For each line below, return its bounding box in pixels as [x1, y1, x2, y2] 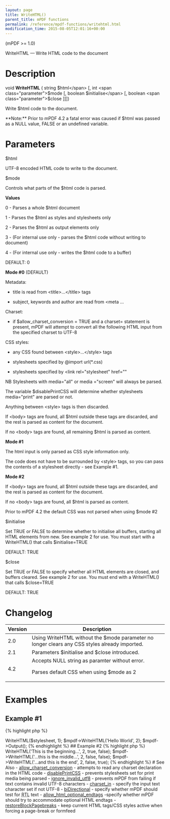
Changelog [5, 607, 53, 619]
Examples [5, 694, 48, 706]
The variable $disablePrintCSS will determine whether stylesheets [5, 389, 143, 394]
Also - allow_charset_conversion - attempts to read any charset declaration [5, 764, 162, 771]
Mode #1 [5, 438, 24, 445]
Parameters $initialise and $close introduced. [32, 649, 140, 656]
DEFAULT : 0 [5, 259, 30, 265]
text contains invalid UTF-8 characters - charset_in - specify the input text [5, 780, 160, 786]
